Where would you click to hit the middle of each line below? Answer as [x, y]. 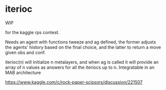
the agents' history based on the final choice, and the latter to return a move [83, 47]
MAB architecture [23, 72]
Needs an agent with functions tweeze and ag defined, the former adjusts [81, 42]
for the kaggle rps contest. [32, 32]
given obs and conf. [25, 52]
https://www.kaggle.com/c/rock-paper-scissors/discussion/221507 [74, 82]
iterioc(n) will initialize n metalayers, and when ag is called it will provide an [82, 62]
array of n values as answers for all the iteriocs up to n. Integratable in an [80, 67]
